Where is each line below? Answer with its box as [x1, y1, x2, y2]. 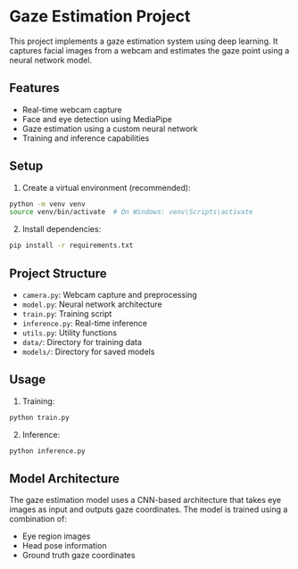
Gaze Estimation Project [9, 6, 191, 27]
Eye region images [21, 531, 91, 541]
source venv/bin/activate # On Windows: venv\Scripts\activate [9, 208, 253, 217]
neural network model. [9, 54, 92, 65]
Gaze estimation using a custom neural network [21, 123, 198, 134]
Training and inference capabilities [21, 132, 150, 144]
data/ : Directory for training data [21, 337, 143, 347]
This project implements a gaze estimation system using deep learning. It [9, 36, 278, 46]
